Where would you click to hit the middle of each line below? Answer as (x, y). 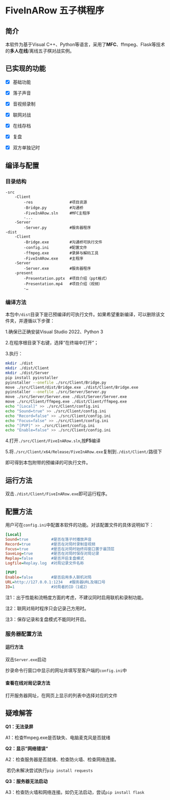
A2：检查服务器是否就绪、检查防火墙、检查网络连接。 (62, 759)
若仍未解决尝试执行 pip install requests (50, 770)
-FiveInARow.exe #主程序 (54, 258)
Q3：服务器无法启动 (26, 781)
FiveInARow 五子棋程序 (55, 11)
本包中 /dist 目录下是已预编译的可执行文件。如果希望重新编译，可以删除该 (83, 315)
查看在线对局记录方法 (28, 683)
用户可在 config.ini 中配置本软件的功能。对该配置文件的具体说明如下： (80, 524)
